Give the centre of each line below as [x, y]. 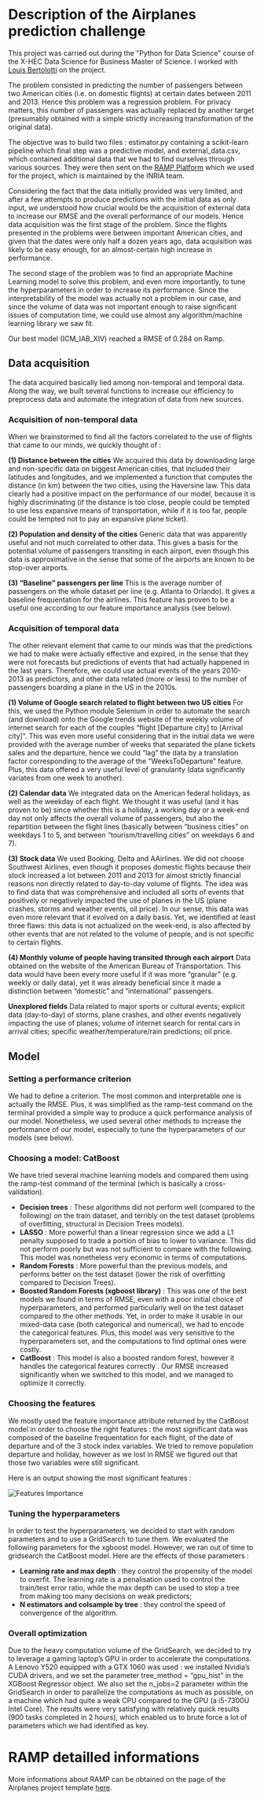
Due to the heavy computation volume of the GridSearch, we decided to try [130, 1650]
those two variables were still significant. [74, 1462]
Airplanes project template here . [60, 1788]
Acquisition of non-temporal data [73, 419]
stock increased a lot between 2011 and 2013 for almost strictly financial [125, 875]
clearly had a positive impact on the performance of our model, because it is [132, 494]
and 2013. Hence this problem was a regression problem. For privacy [120, 102]
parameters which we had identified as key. [79, 1726]
